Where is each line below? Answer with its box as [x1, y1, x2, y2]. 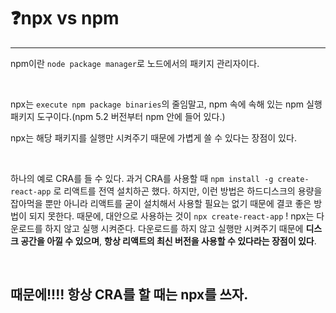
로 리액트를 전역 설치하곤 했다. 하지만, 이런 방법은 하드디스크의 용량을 [53, 185, 323, 197]
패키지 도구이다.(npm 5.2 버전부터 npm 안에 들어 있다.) [10, 110, 226, 122]
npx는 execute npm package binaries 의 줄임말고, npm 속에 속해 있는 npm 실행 [10, 98, 323, 110]
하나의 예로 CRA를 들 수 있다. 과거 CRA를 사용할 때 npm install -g [10, 172, 274, 184]
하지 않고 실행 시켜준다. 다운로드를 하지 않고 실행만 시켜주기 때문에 [44, 222, 304, 234]
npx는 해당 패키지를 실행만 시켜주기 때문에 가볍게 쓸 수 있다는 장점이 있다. [10, 131, 297, 144]
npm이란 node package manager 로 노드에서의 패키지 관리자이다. [10, 57, 260, 69]
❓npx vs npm [10, 7, 120, 30]
